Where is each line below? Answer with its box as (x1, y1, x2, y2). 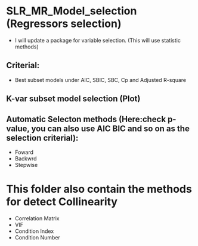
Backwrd (14, 154, 37, 162)
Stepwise (14, 161, 38, 168)
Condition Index (14, 227, 54, 235)
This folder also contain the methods (6, 183, 192, 196)
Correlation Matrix (14, 214, 60, 222)
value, (6, 123, 30, 133)
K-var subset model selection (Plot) (6, 94, 141, 104)
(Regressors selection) (6, 17, 122, 31)
